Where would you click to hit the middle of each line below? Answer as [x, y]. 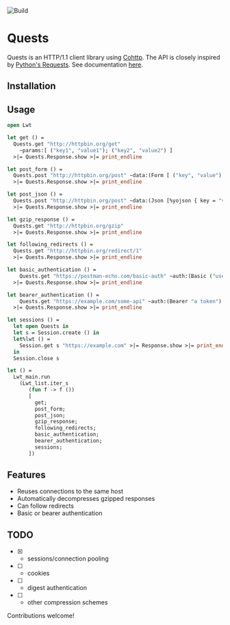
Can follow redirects [45, 506]
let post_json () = [35, 194]
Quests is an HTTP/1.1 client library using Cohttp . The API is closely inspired [114, 57]
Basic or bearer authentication [60, 513]
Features [26, 475]
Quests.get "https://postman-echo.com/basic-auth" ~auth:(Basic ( [116, 276]
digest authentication [57, 588]
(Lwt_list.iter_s [44, 384]
